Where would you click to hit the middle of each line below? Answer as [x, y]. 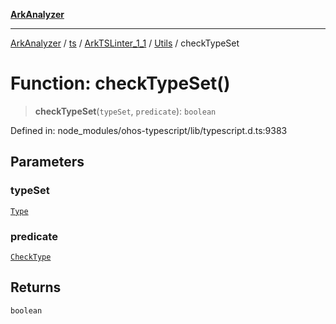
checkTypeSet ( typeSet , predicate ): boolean [125, 111]
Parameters [47, 162]
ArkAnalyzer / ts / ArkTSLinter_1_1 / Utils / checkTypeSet [125, 43]
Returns [36, 287]
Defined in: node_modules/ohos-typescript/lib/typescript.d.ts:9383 [149, 130]
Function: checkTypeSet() [120, 83]
